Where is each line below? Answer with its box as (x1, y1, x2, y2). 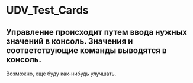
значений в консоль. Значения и (6, 36, 133, 46)
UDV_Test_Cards (6, 4, 89, 17)
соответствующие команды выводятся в (6, 45, 167, 55)
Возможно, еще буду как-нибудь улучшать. (6, 70, 117, 77)
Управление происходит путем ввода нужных (6, 27, 188, 37)
